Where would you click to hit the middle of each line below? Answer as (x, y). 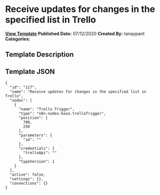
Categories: (18, 39)
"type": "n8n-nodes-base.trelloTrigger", (62, 114)
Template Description (39, 55)
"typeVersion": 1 (36, 162)
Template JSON (30, 72)
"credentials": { (36, 149)
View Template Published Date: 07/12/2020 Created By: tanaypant (75, 33)
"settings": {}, (26, 179)
